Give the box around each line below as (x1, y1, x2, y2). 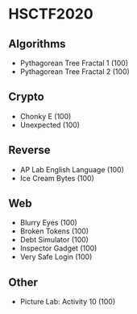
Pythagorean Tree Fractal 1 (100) (19, 58, 129, 68)
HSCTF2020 (8, 5, 94, 23)
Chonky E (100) (19, 111, 72, 121)
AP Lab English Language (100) (19, 164, 125, 174)
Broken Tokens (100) (19, 226, 89, 236)
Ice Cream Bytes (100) (19, 173, 95, 183)
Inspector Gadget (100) (19, 243, 98, 254)
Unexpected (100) (19, 120, 81, 130)
